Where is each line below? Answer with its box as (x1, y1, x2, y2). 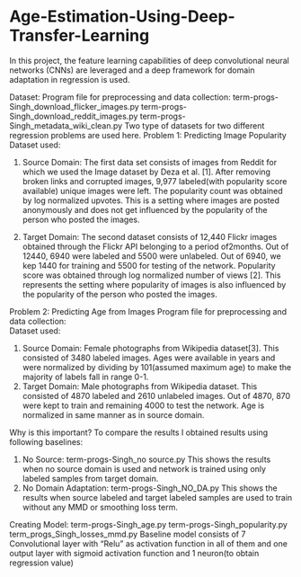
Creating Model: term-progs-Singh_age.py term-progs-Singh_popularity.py (9, 519, 288, 529)
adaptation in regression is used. (9, 74, 130, 84)
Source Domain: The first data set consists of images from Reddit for (22, 156, 277, 167)
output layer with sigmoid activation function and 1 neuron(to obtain (9, 547, 260, 558)
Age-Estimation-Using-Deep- (9, 6, 235, 27)
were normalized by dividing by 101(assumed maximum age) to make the (22, 361, 292, 372)
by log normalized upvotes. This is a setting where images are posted (22, 195, 280, 206)
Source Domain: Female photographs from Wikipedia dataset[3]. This (22, 342, 279, 353)
